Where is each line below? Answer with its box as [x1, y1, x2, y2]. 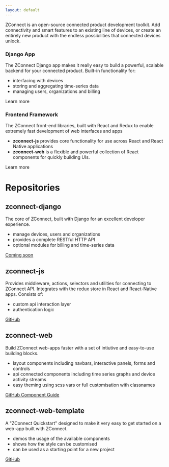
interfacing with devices [12, 77, 64, 83]
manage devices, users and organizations [12, 231, 101, 238]
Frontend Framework [5, 111, 59, 118]
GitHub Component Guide [5, 391, 60, 398]
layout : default [5, 7, 40, 13]
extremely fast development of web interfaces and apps [5, 128, 123, 134]
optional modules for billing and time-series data [12, 242, 115, 248]
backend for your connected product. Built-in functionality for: [5, 67, 136, 74]
